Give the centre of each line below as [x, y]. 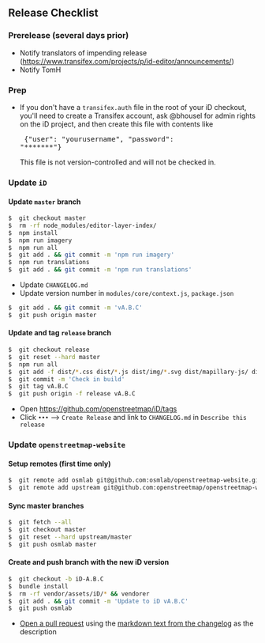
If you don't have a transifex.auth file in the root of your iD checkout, [133, 107]
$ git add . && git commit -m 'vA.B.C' [76, 308]
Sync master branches [46, 505]
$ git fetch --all [40, 522]
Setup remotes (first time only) [60, 463]
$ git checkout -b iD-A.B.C [56, 579]
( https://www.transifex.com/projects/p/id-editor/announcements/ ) [127, 61]
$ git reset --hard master [54, 357]
